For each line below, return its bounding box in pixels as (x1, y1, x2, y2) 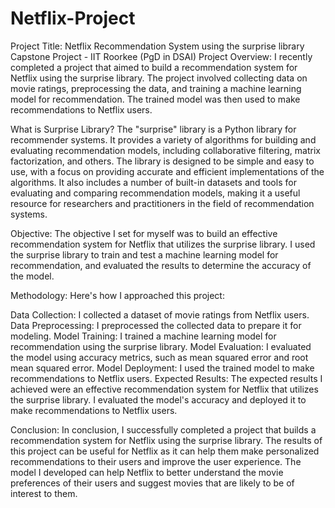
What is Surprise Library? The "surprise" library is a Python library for (10, 123, 297, 135)
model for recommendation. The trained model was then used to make (10, 93, 301, 105)
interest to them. (10, 487, 78, 499)
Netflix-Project (10, 7, 136, 30)
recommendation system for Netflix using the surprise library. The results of (10, 434, 323, 446)
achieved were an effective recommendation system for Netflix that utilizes (10, 383, 319, 395)
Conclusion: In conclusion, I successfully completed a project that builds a (10, 423, 317, 436)
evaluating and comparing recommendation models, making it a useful (10, 187, 301, 199)
